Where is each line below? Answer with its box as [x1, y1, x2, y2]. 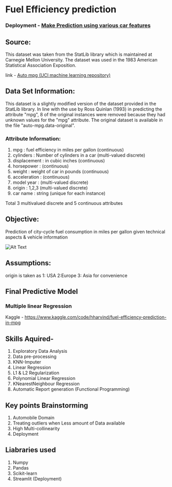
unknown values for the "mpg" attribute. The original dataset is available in [5, 117, 163, 123]
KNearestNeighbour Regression [12, 380, 80, 387]
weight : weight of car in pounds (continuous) [12, 168, 109, 175]
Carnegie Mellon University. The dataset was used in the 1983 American [5, 56, 158, 62]
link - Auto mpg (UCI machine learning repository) [5, 72, 111, 78]
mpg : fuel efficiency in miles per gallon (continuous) [12, 147, 124, 153]
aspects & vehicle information [5, 234, 68, 240]
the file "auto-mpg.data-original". [5, 122, 75, 129]
